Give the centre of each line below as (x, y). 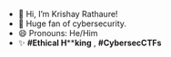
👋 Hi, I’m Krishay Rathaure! (68, 14)
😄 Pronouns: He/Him (58, 33)
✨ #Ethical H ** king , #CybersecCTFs (90, 43)
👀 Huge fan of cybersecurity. (72, 24)
